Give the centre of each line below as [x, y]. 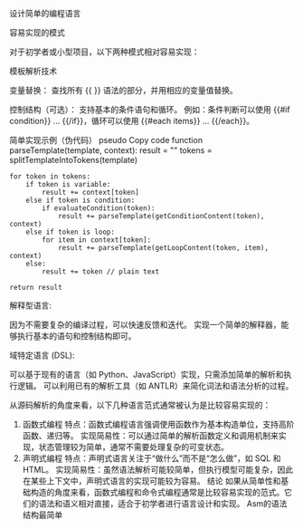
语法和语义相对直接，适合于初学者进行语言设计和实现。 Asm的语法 [163, 504]
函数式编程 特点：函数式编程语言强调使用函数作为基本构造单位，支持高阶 [158, 424]
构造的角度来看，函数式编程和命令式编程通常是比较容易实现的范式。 [157, 492]
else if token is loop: [71, 232]
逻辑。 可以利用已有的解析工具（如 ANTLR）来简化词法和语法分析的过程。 [155, 386]
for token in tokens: [50, 177]
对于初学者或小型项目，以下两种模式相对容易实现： [104, 52]
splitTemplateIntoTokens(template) [74, 160]
